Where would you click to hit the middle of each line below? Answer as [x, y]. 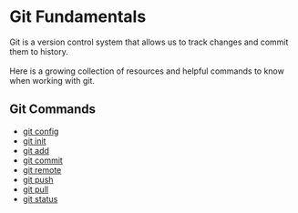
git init [34, 141]
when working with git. [52, 80]
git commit [43, 160]
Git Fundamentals [78, 17]
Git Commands [53, 110]
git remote [42, 169]
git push [38, 179]
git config [41, 131]
